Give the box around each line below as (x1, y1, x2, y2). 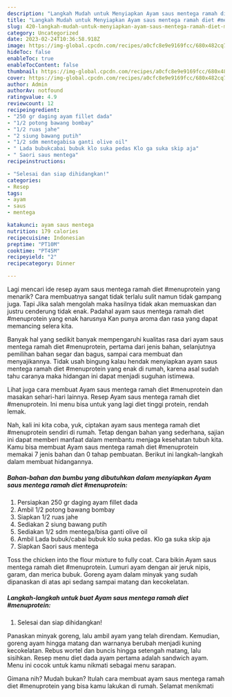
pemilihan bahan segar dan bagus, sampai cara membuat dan (7, 350, 183, 358)
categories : (7, 177, 41, 184)
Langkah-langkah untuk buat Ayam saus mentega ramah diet (7, 593, 188, 602)
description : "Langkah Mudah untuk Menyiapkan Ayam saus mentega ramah (7, 10, 217, 17)
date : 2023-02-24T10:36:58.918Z (7, 36, 100, 43)
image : (7, 42, 26, 49)
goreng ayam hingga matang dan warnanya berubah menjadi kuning (7, 639, 202, 647)
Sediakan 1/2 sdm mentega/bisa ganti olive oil (17, 527, 148, 536)
